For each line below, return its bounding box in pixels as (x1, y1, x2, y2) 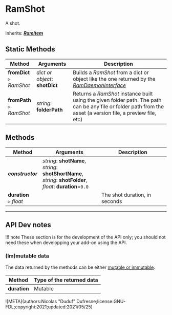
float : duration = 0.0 (42, 183, 89, 190)
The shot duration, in (101, 191, 152, 198)
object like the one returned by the (73, 75, 156, 82)
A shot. (5, 20, 20, 26)
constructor (8, 170, 37, 177)
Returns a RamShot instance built (73, 90, 153, 97)
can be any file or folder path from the (73, 103, 164, 110)
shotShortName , (42, 170, 83, 177)
